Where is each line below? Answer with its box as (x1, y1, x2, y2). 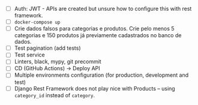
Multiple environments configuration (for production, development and (14, 71, 189, 79)
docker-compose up (14, 19, 61, 26)
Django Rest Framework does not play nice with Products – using (14, 85, 175, 92)
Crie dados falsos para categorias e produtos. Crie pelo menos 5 (14, 25, 175, 32)
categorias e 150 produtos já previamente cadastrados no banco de (14, 32, 182, 39)
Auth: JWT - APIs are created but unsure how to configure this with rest (14, 5, 192, 12)
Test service (14, 51, 46, 59)
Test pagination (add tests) (14, 44, 82, 52)
